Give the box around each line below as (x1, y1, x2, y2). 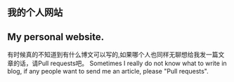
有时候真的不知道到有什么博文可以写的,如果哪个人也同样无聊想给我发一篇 (7, 50, 219, 59)
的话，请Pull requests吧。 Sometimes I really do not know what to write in (13, 59, 227, 68)
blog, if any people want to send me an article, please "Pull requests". (7, 67, 209, 76)
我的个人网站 (7, 6, 63, 19)
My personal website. (7, 31, 105, 43)
